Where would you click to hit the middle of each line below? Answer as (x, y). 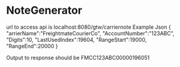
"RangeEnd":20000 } (32, 46)
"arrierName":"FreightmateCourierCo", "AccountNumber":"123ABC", (90, 33)
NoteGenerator (44, 10)
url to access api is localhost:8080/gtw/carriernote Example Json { (89, 27)
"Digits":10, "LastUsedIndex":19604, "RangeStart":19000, (77, 39)
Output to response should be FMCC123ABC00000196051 (78, 57)
